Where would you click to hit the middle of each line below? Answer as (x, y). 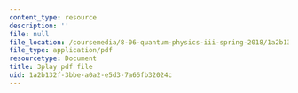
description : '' (39, 26)
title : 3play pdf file (51, 67)
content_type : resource (53, 17)
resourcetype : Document (53, 58)
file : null (29, 34)
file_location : (37, 42)
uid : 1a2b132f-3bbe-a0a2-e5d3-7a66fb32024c (91, 75)
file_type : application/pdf (61, 50)
